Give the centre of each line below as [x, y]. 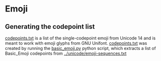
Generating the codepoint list [50, 27]
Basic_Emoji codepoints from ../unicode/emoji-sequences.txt [66, 53]
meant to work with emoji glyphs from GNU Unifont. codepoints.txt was [76, 43]
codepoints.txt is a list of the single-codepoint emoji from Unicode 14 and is [80, 38]
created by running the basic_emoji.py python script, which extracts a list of [80, 48]
